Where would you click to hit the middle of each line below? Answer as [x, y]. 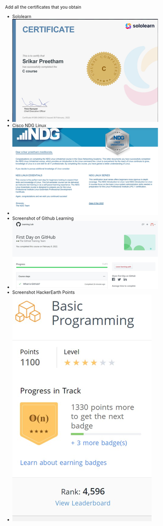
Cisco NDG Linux [29, 126]
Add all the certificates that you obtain [43, 7]
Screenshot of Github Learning [43, 218]
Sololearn [22, 16]
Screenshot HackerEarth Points [43, 292]
